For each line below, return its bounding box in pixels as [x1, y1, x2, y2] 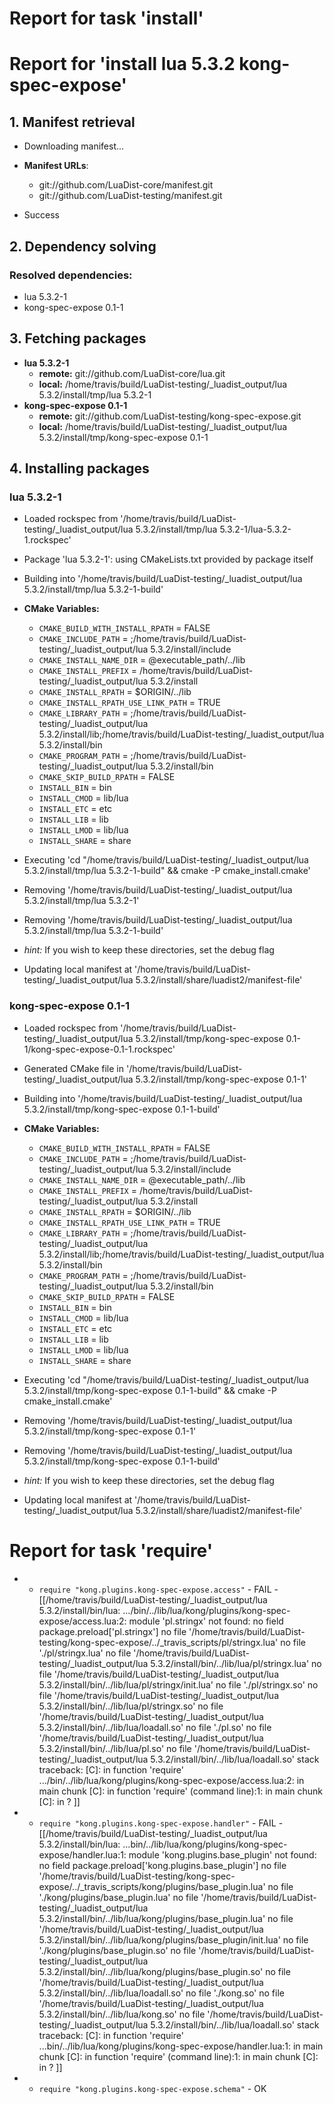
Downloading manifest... [23, 140, 125, 152]
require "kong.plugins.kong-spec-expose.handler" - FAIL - [38, 1817, 284, 1829]
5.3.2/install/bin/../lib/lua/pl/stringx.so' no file [38, 1700, 224, 1712]
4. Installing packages [9, 460, 150, 477]
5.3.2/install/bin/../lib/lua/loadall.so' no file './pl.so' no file [38, 1721, 272, 1733]
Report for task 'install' [9, 7, 204, 30]
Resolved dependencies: [9, 268, 133, 282]
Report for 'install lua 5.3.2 [9, 53, 236, 76]
